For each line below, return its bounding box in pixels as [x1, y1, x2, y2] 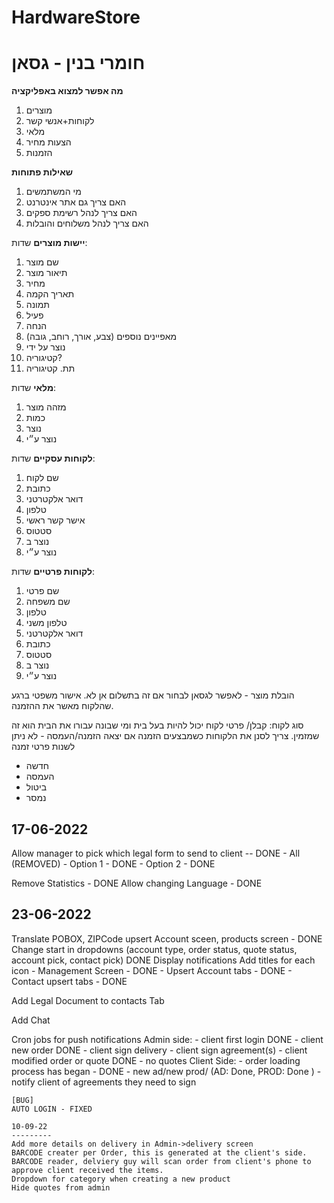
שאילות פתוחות [11, 166, 74, 178]
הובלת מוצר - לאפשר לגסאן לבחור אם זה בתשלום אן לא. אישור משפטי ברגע [11, 689, 295, 701]
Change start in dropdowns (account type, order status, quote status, [11, 943, 298, 955]
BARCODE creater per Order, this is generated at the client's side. [11, 1147, 308, 1158]
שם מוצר [25, 256, 59, 268]
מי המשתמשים [25, 186, 82, 198]
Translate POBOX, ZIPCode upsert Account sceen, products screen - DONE [11, 932, 323, 945]
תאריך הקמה [25, 288, 75, 300]
